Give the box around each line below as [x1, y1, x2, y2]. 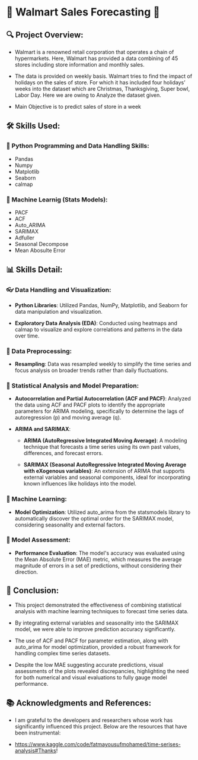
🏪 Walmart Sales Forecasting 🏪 [6, 5, 160, 19]
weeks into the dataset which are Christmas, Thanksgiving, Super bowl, [14, 86, 190, 92]
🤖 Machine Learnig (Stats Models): [6, 195, 108, 204]
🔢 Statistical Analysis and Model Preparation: [6, 381, 139, 390]
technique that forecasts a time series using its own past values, [23, 443, 181, 450]
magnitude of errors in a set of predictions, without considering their [14, 562, 182, 569]
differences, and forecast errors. [23, 450, 103, 457]
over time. [14, 332, 40, 339]
